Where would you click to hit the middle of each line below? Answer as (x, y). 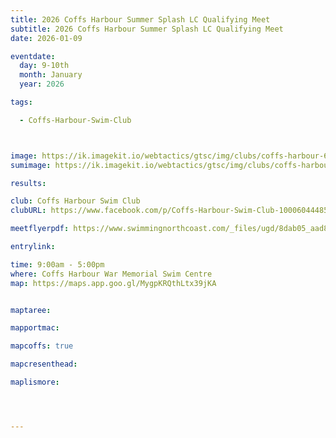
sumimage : (31, 165)
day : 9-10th (44, 66)
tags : (21, 102)
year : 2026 (42, 84)
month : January (51, 75)
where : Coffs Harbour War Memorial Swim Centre (111, 274)
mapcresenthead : (44, 364)
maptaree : (31, 310)
